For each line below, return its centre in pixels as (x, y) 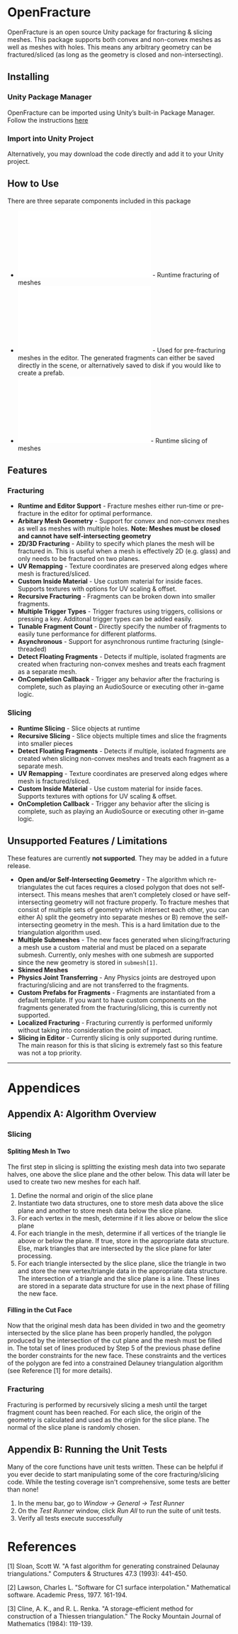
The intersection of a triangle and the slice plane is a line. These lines (119, 1279)
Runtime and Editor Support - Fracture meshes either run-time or (114, 506)
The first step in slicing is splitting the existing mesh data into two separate (116, 1167)
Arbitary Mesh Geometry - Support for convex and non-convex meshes (124, 521)
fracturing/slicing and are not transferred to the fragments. (103, 985)
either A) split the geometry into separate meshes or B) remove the (115, 917)
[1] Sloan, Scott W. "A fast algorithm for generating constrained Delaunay (113, 1566)
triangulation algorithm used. (59, 932)
